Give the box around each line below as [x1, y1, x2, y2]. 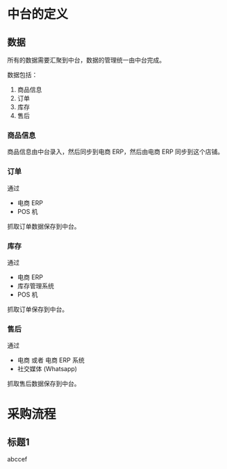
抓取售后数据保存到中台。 [7, 379, 81, 388]
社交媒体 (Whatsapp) [17, 365, 78, 373]
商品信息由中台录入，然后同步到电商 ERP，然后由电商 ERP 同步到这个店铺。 [7, 147, 224, 156]
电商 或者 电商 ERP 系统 [17, 356, 85, 365]
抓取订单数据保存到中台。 [7, 222, 81, 230]
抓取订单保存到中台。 [7, 305, 68, 313]
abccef [7, 455, 28, 463]
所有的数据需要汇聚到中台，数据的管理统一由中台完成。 [7, 56, 165, 64]
